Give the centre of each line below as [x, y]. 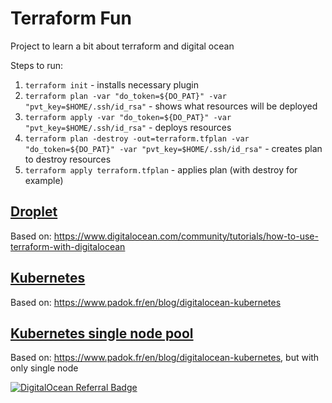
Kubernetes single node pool [102, 333]
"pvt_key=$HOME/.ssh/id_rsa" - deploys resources [128, 127]
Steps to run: [37, 65]
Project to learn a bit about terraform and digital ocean [122, 46]
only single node [44, 368]
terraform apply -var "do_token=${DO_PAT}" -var [128, 117]
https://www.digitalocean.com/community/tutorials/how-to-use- [186, 236]
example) [44, 180]
